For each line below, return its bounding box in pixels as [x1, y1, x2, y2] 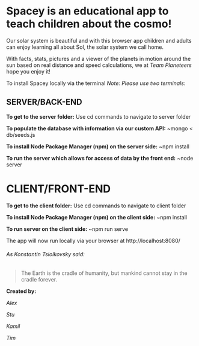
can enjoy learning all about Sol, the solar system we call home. [6, 43, 164, 51]
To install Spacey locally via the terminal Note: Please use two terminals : [6, 80, 186, 87]
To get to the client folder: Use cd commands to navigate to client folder [6, 202, 186, 209]
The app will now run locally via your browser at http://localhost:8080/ [6, 237, 180, 244]
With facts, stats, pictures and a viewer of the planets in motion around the [6, 55, 191, 62]
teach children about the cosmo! [6, 17, 172, 31]
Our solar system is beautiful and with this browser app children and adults [6, 37, 192, 44]
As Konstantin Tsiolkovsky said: [6, 251, 85, 258]
